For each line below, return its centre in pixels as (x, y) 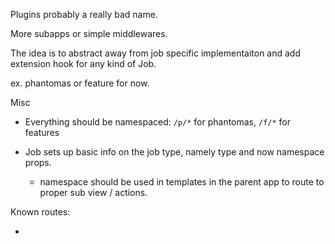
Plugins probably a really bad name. (84, 14)
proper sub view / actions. (93, 192)
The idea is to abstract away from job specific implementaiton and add (156, 53)
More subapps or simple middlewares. (89, 33)
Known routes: (40, 212)
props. (38, 162)
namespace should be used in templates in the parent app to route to (182, 182)
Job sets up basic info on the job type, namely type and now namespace (174, 152)
